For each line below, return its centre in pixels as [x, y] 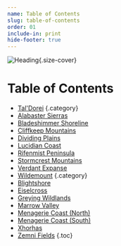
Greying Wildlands [44, 198]
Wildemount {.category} [52, 176]
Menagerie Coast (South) [54, 221]
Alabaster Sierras [43, 116]
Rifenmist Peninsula [46, 153]
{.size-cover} [58, 60]
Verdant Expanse [42, 168]
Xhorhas [30, 228]
